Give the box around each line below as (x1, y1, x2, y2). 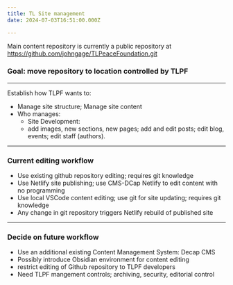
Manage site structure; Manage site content (17, 102, 142, 111)
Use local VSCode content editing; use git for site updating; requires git (17, 194, 221, 202)
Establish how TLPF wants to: (7, 88, 92, 97)
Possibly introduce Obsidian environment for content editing (17, 255, 189, 264)
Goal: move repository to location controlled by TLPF (7, 67, 189, 76)
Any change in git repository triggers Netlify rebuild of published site (17, 209, 214, 217)
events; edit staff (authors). (27, 131, 106, 140)
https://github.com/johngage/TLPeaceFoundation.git (7, 49, 157, 58)
